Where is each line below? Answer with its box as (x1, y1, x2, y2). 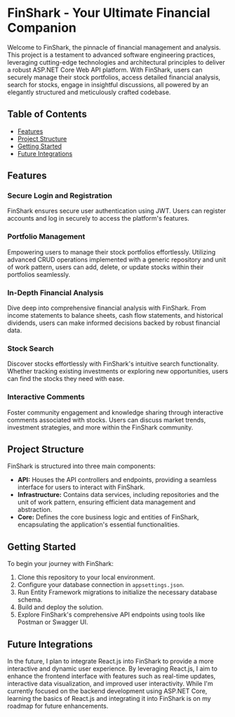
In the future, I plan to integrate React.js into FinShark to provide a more (7, 657, 214, 666)
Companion (7, 20, 77, 36)
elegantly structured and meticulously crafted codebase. (7, 88, 171, 96)
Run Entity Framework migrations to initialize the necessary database (17, 588, 217, 597)
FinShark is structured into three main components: (7, 462, 156, 470)
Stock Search (7, 343, 54, 353)
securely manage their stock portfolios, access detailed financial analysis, (7, 72, 221, 82)
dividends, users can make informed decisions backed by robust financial (7, 318, 221, 328)
